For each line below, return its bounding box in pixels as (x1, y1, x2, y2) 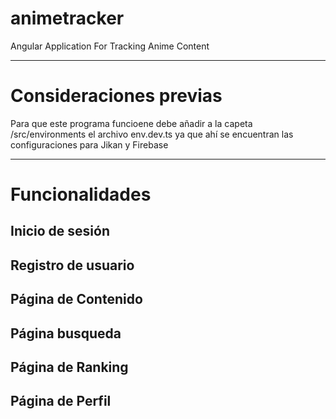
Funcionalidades (10, 183, 152, 206)
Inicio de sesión (10, 223, 110, 240)
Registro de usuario (10, 257, 135, 274)
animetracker (10, 7, 125, 30)
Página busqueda (10, 325, 122, 342)
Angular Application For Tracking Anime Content (10, 40, 210, 52)
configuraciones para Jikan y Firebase (10, 138, 169, 151)
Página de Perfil (10, 393, 112, 410)
